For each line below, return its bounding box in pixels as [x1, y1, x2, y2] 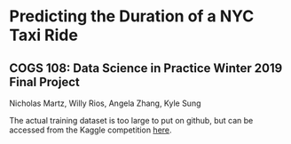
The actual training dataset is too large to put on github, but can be [9, 116, 254, 125]
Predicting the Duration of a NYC [9, 6, 255, 27]
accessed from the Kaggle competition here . [9, 124, 172, 135]
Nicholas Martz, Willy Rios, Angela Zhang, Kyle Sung [9, 98, 201, 108]
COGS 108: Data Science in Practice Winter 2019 [9, 60, 283, 76]
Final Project [9, 74, 80, 90]
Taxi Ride [9, 25, 78, 45]
